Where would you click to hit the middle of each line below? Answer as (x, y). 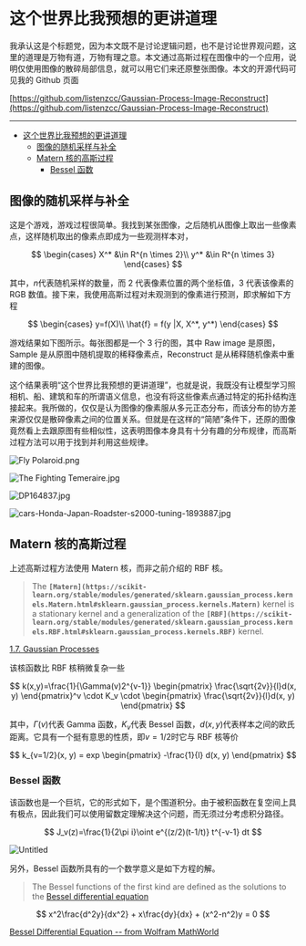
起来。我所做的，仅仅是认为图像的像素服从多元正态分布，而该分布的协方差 (157, 408)
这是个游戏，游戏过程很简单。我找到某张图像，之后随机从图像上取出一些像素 (153, 224)
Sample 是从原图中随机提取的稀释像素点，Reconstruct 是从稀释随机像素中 (148, 354)
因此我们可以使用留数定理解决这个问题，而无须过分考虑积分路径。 (164, 814)
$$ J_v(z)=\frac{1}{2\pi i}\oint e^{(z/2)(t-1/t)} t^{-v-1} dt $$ (153, 832)
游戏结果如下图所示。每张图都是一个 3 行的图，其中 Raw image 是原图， (145, 342)
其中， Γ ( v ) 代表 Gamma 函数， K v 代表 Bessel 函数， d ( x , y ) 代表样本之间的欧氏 (152, 725)
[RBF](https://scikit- (250, 614)
